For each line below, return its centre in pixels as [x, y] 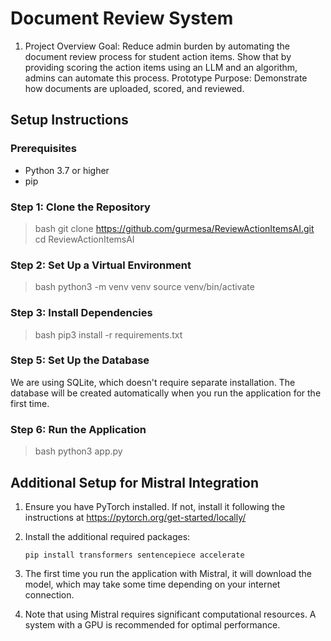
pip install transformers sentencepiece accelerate [134, 555]
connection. [49, 594]
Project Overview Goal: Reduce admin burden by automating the [157, 46]
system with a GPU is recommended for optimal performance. [152, 624]
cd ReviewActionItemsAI [84, 239]
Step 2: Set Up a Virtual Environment [101, 265]
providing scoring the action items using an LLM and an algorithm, [161, 67]
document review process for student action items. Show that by [158, 56]
